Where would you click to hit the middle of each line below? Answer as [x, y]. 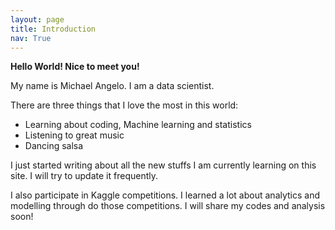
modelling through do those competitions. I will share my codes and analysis [168, 206]
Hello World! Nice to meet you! [75, 67]
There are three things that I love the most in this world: [124, 105]
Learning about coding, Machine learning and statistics [138, 125]
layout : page [37, 19]
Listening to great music [74, 135]
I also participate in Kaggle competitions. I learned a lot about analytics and [165, 195]
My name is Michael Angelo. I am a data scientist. [112, 86]
